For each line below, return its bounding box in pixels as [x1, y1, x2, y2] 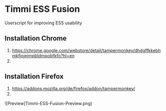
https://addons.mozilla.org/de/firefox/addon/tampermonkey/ [11, 85, 135, 91]
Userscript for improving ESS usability [4, 20, 82, 26]
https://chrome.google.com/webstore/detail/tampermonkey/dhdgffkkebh [11, 47, 161, 53]
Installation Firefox [4, 72, 64, 81]
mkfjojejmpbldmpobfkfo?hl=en [11, 53, 75, 58]
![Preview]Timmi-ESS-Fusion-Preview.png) [4, 100, 93, 106]
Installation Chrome [4, 34, 67, 43]
